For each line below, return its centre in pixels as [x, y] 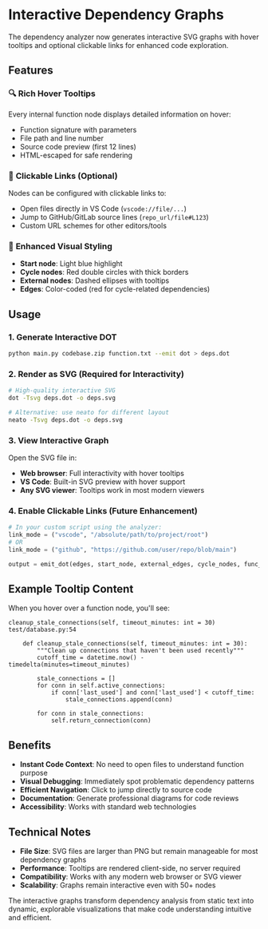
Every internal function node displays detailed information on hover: [120, 114]
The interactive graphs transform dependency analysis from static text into [131, 900]
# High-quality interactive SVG [62, 391]
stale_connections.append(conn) [119, 700]
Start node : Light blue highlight [71, 264]
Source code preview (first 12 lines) [78, 146]
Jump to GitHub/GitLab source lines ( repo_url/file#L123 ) [114, 216]
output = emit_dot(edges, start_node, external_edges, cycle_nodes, [124, 564]
